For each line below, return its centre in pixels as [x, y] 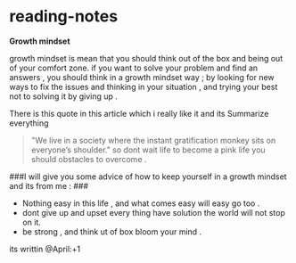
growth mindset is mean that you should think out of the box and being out [146, 58]
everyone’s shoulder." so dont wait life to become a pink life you [148, 150]
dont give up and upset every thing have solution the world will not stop [153, 212]
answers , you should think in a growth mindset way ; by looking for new [142, 77]
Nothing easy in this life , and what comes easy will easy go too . [141, 203]
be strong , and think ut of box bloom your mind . [112, 231]
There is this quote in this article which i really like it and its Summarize [139, 113]
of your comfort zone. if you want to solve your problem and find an [134, 68]
